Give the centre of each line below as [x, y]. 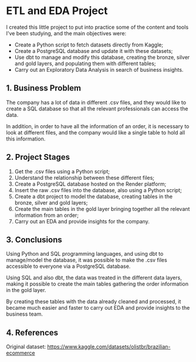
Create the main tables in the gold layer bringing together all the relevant [102, 209]
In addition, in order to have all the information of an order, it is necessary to [98, 126]
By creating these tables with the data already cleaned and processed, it [94, 301]
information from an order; [47, 215]
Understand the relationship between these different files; [84, 177]
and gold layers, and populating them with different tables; [85, 63]
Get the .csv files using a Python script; [62, 171]
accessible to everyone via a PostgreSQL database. [68, 266]
